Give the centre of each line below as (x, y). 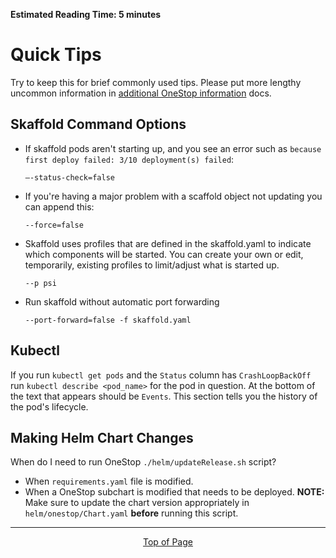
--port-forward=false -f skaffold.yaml (108, 320)
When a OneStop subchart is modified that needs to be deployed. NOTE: (174, 492)
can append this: (59, 206)
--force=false (54, 225)
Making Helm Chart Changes (102, 437)
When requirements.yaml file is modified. (109, 481)
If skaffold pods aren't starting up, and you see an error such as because (173, 148)
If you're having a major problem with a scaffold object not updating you (173, 196)
